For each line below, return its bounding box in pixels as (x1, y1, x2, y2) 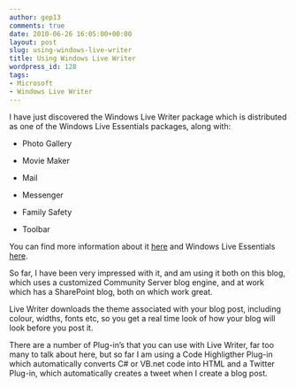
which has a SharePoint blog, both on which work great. (9, 286, 214, 297)
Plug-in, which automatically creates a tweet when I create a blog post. (9, 368, 268, 378)
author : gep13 (9, 12, 62, 22)
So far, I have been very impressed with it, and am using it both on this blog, (9, 267, 285, 278)
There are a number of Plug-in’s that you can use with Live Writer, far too (9, 339, 275, 350)
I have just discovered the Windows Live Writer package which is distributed (9, 112, 287, 122)
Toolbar (21, 223, 50, 235)
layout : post (9, 37, 57, 47)
